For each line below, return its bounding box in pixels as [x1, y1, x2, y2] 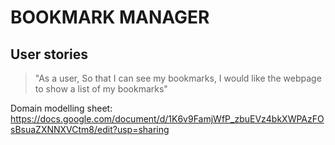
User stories [10, 46, 88, 63]
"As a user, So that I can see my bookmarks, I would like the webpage [34, 72, 322, 84]
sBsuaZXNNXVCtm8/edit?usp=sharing [10, 124, 170, 135]
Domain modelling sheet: [10, 102, 113, 114]
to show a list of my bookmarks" [34, 83, 168, 95]
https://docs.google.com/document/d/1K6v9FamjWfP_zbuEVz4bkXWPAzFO [10, 113, 325, 125]
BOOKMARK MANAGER [10, 6, 210, 29]
